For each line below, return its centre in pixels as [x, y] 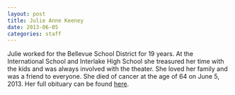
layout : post [27, 14]
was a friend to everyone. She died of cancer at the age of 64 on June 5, [114, 77]
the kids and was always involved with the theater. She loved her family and [117, 69]
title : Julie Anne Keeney [45, 21]
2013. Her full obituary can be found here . [68, 84]
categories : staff [34, 34]
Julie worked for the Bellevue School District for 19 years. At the [100, 54]
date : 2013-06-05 [33, 27]
